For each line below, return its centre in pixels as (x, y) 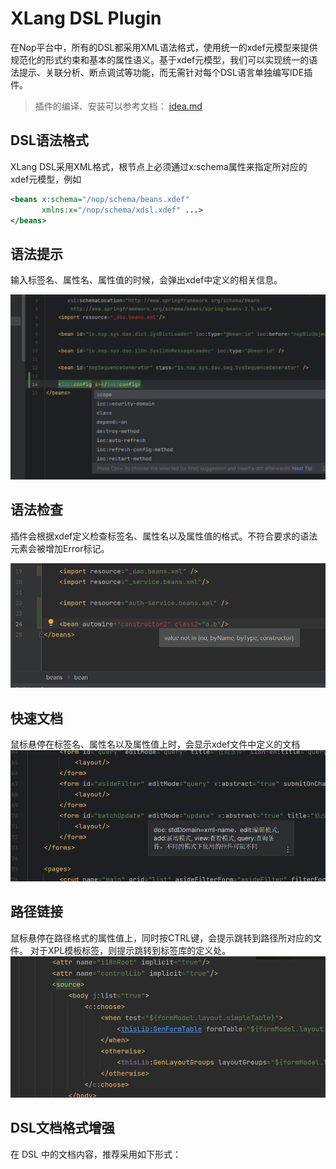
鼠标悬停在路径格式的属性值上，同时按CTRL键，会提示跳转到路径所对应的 (162, 938)
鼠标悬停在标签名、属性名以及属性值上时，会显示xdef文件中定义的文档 (155, 744)
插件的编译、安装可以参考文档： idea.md (118, 106)
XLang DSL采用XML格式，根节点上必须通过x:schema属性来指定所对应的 (159, 166)
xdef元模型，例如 (46, 179)
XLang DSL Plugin (86, 18)
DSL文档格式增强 (62, 1128)
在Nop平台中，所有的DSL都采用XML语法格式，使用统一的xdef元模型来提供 (164, 47)
